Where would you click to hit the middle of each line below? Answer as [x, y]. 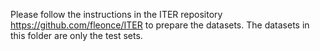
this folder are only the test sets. [76, 35]
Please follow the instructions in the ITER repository [116, 14]
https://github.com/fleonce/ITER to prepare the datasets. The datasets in [160, 25]
